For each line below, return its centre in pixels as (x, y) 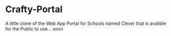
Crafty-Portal (34, 9)
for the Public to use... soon (34, 28)
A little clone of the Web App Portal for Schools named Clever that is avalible (86, 23)
